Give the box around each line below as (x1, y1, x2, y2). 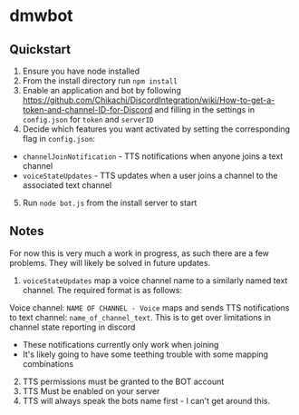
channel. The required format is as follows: (22, 284, 183, 295)
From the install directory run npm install (22, 75, 178, 86)
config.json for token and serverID (22, 114, 154, 124)
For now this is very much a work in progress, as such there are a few (9, 247, 270, 259)
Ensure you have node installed (22, 65, 140, 76)
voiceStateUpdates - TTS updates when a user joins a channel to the (22, 170, 278, 181)
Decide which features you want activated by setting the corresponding (22, 124, 291, 134)
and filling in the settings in (154, 104, 256, 114)
